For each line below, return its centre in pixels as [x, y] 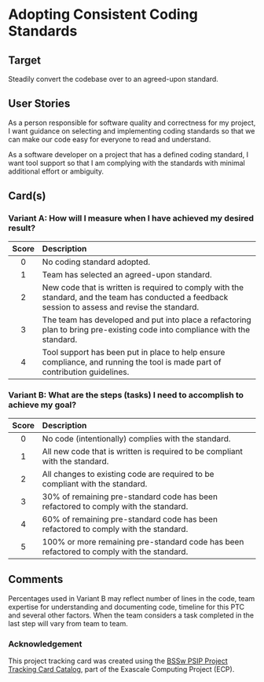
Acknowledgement [45, 643]
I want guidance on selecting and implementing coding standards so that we [132, 130]
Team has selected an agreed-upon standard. [127, 274]
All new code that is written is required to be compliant [143, 451]
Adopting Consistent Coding [103, 15]
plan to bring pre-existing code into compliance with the [146, 329]
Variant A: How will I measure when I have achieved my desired [131, 218]
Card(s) [27, 196]
